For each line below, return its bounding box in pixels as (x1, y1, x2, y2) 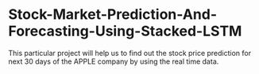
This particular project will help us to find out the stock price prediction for (8, 48, 252, 57)
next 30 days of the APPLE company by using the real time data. (8, 57, 219, 66)
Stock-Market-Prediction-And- (8, 6, 217, 24)
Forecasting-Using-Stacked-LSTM (8, 22, 242, 40)
